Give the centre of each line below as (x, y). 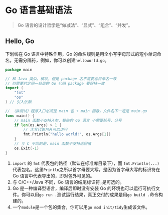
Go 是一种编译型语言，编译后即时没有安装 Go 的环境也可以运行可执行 (84, 188)
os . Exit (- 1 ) (27, 148)
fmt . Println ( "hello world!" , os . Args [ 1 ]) (67, 134)
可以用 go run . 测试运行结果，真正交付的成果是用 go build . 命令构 (94, 194)
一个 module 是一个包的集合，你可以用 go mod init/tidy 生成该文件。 (81, 207)
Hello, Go (20, 41)
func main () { (20, 116)
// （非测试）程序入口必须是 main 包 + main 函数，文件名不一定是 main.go (76, 111)
